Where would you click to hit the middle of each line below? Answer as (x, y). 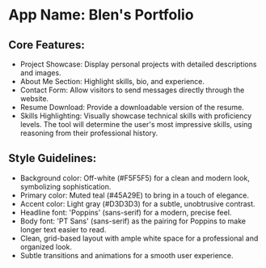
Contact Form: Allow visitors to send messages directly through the (132, 90)
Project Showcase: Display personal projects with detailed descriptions (138, 64)
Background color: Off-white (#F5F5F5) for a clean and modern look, (135, 178)
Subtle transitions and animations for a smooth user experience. (127, 255)
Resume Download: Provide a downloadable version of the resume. (132, 107)
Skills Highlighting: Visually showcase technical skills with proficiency (136, 116)
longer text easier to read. (63, 229)
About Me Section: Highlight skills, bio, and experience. (112, 81)
